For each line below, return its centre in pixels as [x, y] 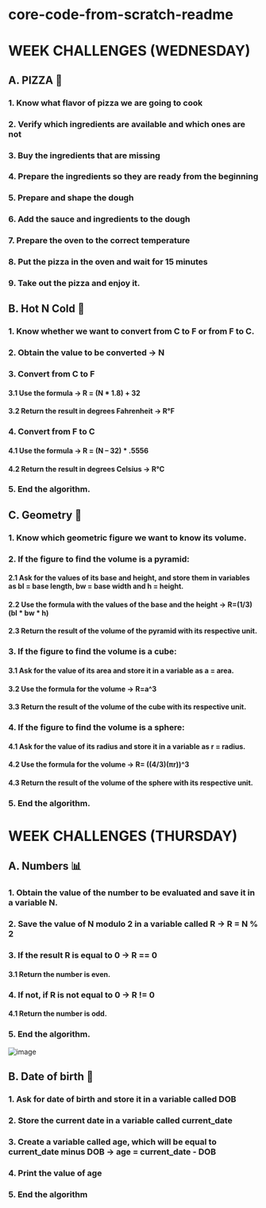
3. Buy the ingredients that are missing [84, 155]
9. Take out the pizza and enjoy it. [74, 284]
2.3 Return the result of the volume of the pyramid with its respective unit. [133, 631]
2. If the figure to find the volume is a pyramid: [99, 559]
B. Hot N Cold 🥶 [46, 309]
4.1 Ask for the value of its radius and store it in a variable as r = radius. [127, 746]
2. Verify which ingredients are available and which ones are [127, 124]
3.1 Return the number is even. [60, 974]
